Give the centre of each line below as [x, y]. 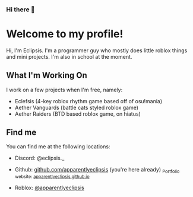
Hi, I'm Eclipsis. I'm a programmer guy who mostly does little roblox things [97, 50]
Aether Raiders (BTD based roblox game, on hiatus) [77, 114]
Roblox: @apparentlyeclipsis [49, 188]
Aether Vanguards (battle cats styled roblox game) [76, 107]
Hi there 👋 [21, 9]
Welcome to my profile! [65, 34]
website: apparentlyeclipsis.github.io [52, 177]
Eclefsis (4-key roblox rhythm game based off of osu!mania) [88, 101]
